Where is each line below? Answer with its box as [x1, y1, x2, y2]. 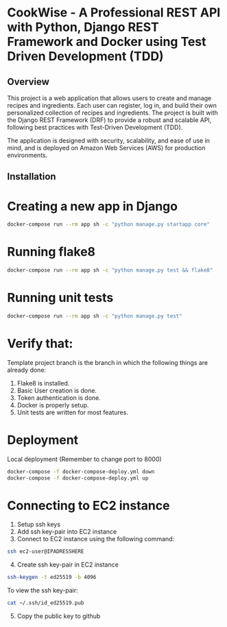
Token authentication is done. [16, 393, 101, 402]
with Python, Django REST [7, 19, 159, 35]
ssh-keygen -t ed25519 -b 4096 [7, 574, 97, 581]
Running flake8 [7, 244, 96, 260]
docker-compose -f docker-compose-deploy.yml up [7, 475, 149, 482]
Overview [7, 75, 50, 87]
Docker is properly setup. [16, 401, 89, 409]
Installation [7, 171, 56, 182]
